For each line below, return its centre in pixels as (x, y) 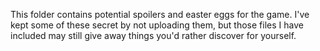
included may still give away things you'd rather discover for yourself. (153, 35)
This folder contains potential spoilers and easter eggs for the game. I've (160, 14)
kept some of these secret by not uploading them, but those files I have (157, 25)
